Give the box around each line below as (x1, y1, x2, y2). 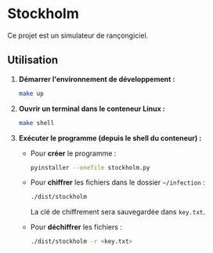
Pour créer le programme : (30, 148, 117, 158)
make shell (18, 119, 55, 126)
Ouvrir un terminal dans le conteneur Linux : (18, 104, 165, 113)
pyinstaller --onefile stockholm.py (30, 163, 150, 171)
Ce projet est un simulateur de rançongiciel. (7, 31, 149, 40)
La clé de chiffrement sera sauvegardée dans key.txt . (30, 207, 205, 217)
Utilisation (7, 53, 59, 67)
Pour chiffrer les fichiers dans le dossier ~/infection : (30, 178, 205, 187)
